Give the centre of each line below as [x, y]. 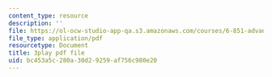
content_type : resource [49, 16]
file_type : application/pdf [56, 38]
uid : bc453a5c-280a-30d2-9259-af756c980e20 [83, 61]
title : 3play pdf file [47, 53]
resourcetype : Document [49, 46]
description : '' [36, 23]
